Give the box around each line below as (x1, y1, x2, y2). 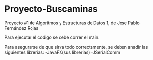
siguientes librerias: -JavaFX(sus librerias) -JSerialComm (4, 49, 120, 55)
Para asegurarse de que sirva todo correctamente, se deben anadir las (4, 44, 148, 50)
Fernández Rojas (4, 25, 39, 30)
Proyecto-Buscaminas (4, 3, 98, 15)
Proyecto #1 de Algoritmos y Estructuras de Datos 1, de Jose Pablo (4, 20, 140, 26)
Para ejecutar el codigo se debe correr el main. (4, 34, 100, 40)
